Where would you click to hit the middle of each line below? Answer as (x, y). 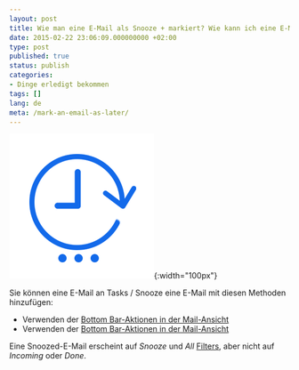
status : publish (39, 66)
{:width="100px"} (186, 276)
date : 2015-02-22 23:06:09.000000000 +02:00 (93, 37)
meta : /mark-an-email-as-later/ (69, 113)
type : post (29, 47)
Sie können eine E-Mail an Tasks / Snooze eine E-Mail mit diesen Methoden (148, 293)
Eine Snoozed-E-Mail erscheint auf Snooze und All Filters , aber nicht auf (142, 346)
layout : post (33, 19)
